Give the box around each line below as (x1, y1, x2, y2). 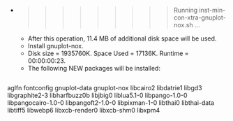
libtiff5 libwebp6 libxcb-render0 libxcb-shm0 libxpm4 (7, 106, 160, 114)
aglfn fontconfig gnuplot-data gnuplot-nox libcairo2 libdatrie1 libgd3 (7, 84, 202, 92)
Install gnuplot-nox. (27, 42, 84, 50)
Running (173, 6, 198, 14)
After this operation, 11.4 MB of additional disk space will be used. (27, 34, 217, 43)
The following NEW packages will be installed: (27, 64, 160, 72)
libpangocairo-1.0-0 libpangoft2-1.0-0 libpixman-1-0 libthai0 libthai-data (7, 99, 215, 107)
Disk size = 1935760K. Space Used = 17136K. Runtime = (27, 49, 190, 57)
